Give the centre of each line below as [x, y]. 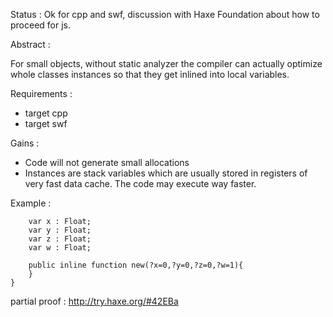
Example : [31, 203]
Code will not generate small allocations [107, 162]
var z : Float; [60, 239]
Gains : [25, 143]
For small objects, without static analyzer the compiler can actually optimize [166, 63]
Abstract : [30, 44]
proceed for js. [41, 25]
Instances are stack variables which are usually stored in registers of [166, 173]
